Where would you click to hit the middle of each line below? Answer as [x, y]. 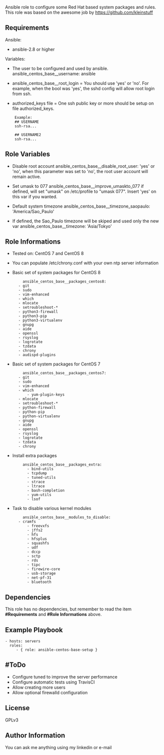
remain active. [27, 177]
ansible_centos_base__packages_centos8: [65, 282]
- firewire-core [43, 569]
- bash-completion [46, 491]
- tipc [34, 565]
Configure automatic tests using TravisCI [53, 682]
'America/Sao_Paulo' [33, 211]
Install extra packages [35, 456]
